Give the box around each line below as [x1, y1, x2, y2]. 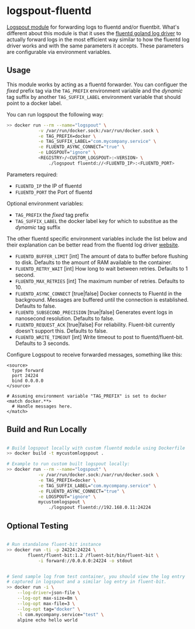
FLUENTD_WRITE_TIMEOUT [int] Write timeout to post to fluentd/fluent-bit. [15, 333, 184, 340]
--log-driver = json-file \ [17, 590, 81, 596]
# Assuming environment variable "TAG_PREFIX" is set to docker [6, 393, 167, 399]
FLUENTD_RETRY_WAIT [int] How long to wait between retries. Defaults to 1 [15, 265, 188, 272]
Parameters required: [6, 171, 58, 178]
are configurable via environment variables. [6, 48, 112, 55]
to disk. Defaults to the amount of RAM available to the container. [15, 259, 172, 266]
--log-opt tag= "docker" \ [17, 606, 81, 612]
